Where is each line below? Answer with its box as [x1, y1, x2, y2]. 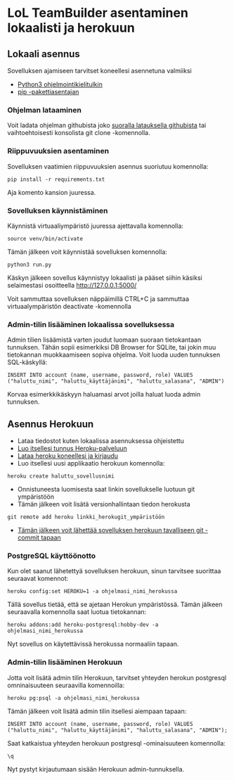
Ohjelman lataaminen [7, 105, 82, 115]
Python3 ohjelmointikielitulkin [17, 80, 103, 89]
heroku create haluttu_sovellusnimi [7, 473, 115, 480]
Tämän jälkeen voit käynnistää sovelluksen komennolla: [7, 248, 167, 256]
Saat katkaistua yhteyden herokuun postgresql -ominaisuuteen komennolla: [7, 739, 226, 747]
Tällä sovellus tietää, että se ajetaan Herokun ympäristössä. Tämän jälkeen [7, 600, 223, 609]
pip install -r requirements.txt [7, 176, 105, 183]
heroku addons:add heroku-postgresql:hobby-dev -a [7, 621, 159, 629]
